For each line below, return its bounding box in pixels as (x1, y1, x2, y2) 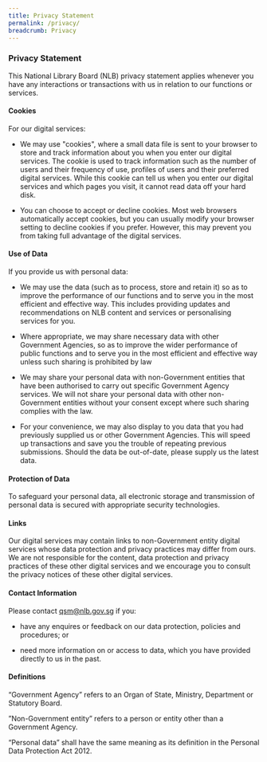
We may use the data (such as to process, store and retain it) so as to (19, 282, 249, 292)
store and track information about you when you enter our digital (19, 147, 233, 157)
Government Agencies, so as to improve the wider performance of (19, 340, 238, 350)
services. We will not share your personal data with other (19, 390, 207, 399)
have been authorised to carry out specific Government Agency (19, 381, 230, 391)
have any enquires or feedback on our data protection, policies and (19, 621, 241, 630)
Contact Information (8, 588, 77, 598)
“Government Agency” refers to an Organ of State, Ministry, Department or (8, 689, 253, 699)
